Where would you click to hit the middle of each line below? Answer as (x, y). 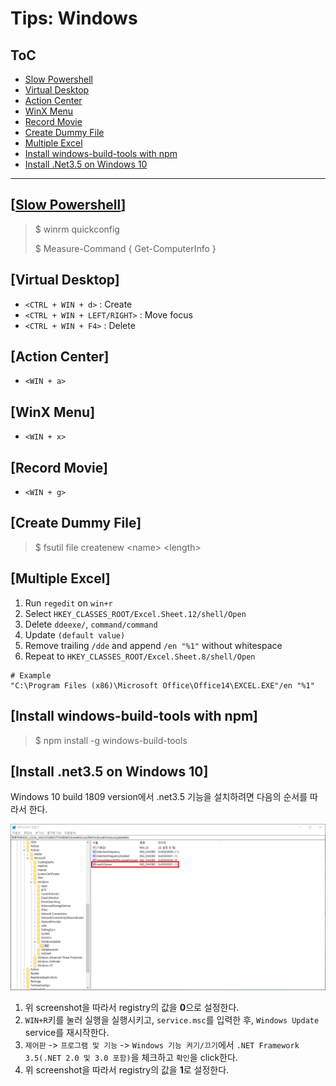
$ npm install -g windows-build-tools (111, 740)
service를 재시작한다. (67, 1033)
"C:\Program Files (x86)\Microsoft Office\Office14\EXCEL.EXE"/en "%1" (162, 685)
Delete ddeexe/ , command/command (91, 624)
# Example (31, 675)
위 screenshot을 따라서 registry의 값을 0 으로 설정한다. (132, 1008)
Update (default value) (75, 634)
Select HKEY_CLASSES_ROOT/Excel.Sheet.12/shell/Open (135, 613)
